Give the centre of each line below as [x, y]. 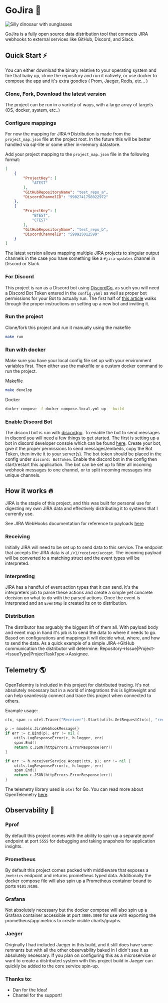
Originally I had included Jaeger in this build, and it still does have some [79, 944]
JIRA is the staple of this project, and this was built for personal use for [78, 503]
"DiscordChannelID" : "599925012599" [61, 234]
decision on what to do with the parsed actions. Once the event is [73, 598]
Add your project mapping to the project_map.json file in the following [77, 154]
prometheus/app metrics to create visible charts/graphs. [63, 921]
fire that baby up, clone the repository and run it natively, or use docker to [81, 75]
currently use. [19, 514]
